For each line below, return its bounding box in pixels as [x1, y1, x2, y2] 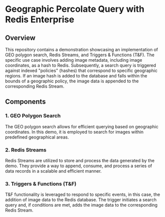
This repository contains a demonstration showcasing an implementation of [5, 47, 159, 52]
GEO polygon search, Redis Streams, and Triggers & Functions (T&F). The [5, 52, 155, 58]
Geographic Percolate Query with [5, 3, 145, 15]
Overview [5, 34, 36, 42]
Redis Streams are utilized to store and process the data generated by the [5, 157, 155, 163]
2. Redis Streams [5, 146, 47, 153]
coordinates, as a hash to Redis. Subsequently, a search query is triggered [5, 63, 156, 68]
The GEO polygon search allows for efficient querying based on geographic [5, 123, 159, 129]
